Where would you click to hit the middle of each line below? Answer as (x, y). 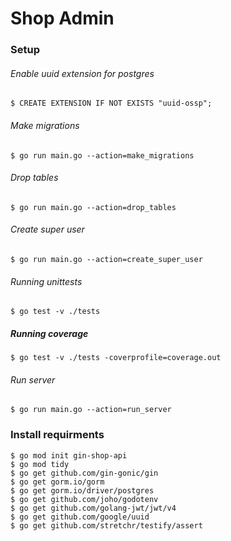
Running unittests (46, 281)
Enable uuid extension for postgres (82, 73)
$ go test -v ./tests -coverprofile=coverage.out (116, 358)
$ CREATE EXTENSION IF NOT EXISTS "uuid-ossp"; (111, 103)
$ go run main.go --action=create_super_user (106, 259)
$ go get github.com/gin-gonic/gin (84, 473)
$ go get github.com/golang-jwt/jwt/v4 (93, 508)
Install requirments (57, 435)
